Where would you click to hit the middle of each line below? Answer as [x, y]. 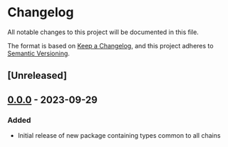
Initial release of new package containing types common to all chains [119, 136]
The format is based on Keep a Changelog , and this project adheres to [110, 45]
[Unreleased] [37, 76]
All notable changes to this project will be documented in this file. [103, 32]
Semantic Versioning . [38, 53]
